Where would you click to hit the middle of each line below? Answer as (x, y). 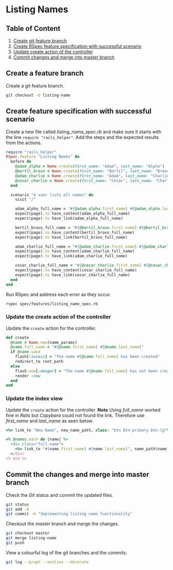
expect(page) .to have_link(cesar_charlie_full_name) (73, 275)
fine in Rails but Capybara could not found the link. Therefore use (75, 415)
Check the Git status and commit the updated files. (60, 495)
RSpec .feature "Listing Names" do (43, 157)
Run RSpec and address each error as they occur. (59, 294)
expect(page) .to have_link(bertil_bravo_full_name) (71, 237)
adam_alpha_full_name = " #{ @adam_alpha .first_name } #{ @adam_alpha (88, 209)
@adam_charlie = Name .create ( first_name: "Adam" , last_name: (82, 176)
